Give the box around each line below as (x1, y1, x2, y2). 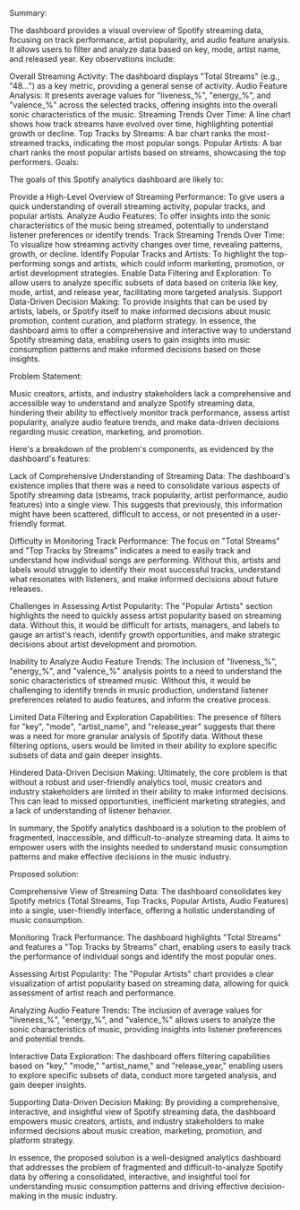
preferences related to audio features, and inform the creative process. (9, 694, 271, 705)
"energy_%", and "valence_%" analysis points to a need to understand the (9, 666, 282, 676)
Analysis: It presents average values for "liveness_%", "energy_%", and (9, 90, 271, 100)
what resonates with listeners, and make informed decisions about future (9, 574, 279, 584)
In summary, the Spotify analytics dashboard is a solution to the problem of (9, 823, 287, 833)
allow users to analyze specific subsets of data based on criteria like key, (9, 277, 279, 288)
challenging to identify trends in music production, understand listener (9, 685, 269, 695)
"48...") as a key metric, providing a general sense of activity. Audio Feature (9, 81, 288, 91)
